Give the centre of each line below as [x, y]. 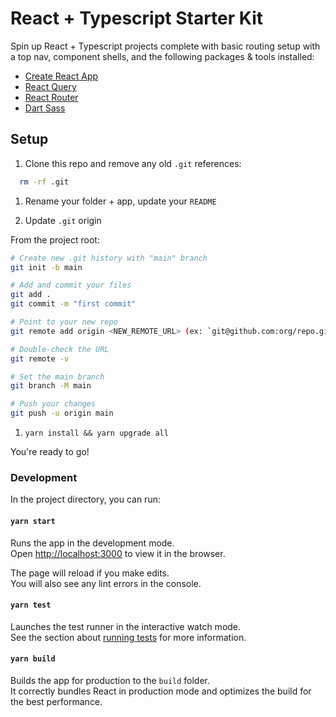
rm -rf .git [44, 182]
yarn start [33, 521]
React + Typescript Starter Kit [136, 18]
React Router [51, 97]
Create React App [61, 76]
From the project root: [55, 239]
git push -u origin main [62, 413]
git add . [31, 295]
